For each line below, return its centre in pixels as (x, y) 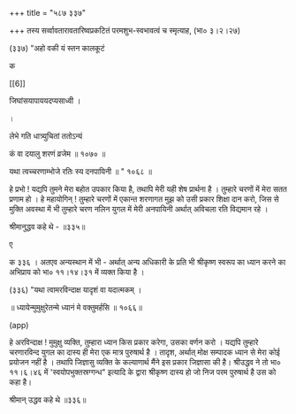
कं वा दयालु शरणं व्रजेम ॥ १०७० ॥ (57, 153)
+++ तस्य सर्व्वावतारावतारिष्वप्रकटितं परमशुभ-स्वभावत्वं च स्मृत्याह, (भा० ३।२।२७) (125, 31)
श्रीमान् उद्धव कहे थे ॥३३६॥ (48, 400)
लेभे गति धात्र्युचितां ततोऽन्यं (46, 136)
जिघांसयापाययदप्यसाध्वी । (45, 100)
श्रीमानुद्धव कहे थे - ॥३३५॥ (47, 226)
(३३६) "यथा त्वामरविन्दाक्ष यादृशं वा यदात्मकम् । (76, 290)
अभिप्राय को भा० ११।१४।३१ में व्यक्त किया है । (77, 272)
